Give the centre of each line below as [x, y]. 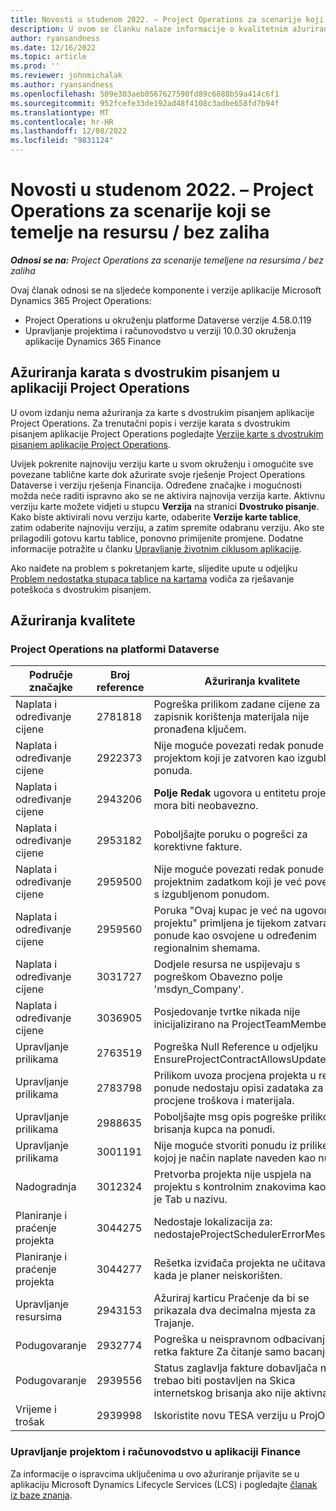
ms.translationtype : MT [60, 112]
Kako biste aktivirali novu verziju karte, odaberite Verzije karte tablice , [156, 517]
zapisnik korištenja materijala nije [231, 717]
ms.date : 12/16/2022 [53, 47]
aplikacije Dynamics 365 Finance [93, 341]
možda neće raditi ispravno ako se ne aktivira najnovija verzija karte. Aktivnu [167, 495]
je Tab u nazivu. [190, 1199]
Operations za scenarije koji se [141, 211]
